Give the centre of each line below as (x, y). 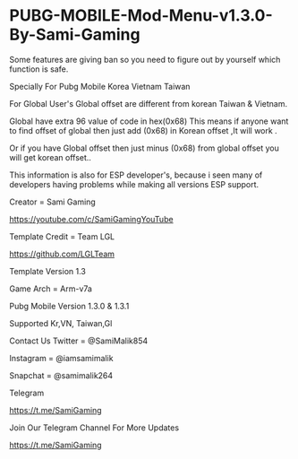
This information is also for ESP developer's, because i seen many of (136, 175)
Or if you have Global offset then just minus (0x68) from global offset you (144, 148)
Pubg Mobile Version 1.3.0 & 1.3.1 (69, 306)
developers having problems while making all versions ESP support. (134, 184)
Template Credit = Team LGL (62, 236)
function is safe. (39, 69)
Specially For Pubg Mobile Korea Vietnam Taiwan (100, 86)
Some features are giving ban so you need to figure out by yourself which (145, 59)
